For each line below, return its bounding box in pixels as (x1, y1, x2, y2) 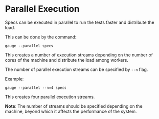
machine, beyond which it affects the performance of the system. (5, 108, 137, 114)
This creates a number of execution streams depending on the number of (5, 52, 153, 58)
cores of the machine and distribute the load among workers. (5, 57, 129, 63)
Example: (5, 76, 24, 82)
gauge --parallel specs (5, 43, 54, 48)
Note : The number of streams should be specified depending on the (5, 103, 143, 109)
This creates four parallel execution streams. (5, 94, 95, 100)
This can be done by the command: (5, 34, 77, 40)
